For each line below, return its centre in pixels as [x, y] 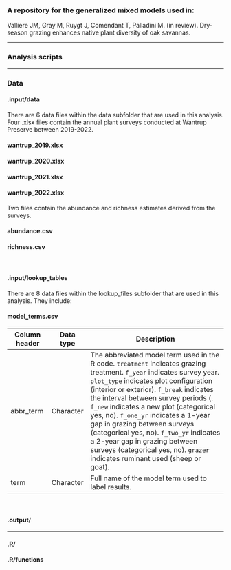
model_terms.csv [33, 317]
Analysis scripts [35, 57]
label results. [111, 487]
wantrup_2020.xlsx [36, 161]
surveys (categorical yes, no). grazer [150, 449]
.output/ [19, 520]
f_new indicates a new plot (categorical [153, 406]
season [18, 32]
